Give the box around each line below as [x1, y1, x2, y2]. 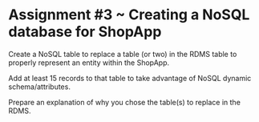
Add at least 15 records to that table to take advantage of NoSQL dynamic [8, 73, 252, 83]
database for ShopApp [8, 22, 162, 41]
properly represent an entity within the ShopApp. [8, 58, 170, 67]
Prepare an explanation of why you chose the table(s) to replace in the [8, 97, 241, 107]
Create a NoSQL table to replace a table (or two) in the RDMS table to [8, 49, 237, 59]
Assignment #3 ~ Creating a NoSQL [8, 6, 250, 24]
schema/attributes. [8, 82, 71, 91]
